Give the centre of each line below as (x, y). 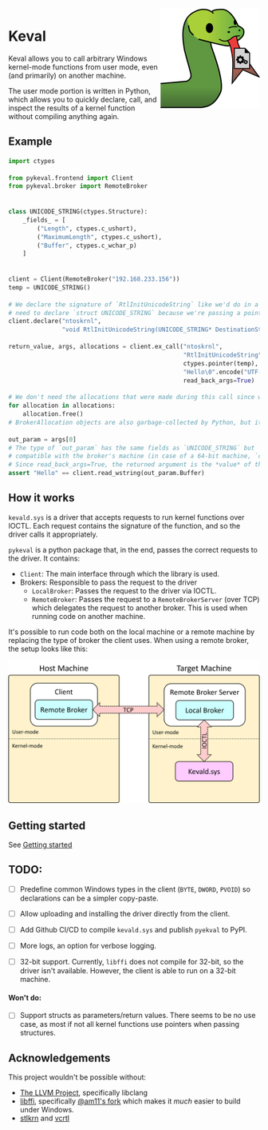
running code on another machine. (89, 616)
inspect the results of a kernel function (72, 108)
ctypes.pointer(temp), (221, 363)
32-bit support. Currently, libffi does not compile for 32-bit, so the (132, 962)
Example (30, 142)
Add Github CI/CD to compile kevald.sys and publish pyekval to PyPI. (133, 930)
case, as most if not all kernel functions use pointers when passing (130, 1024)
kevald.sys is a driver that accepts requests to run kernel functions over (126, 517)
